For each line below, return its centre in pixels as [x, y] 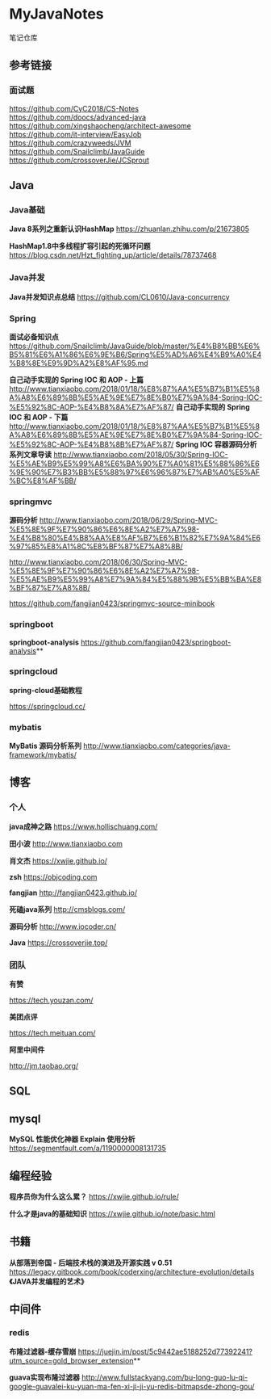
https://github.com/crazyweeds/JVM [70, 143]
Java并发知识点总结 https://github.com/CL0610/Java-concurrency [119, 296]
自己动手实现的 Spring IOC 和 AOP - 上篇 [77, 380]
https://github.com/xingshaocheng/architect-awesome [100, 125]
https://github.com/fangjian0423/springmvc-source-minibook [112, 603]
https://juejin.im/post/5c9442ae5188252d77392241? [165, 1351]
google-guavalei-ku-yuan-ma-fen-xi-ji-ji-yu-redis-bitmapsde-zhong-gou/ [132, 1386]
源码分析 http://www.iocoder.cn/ [63, 926]
